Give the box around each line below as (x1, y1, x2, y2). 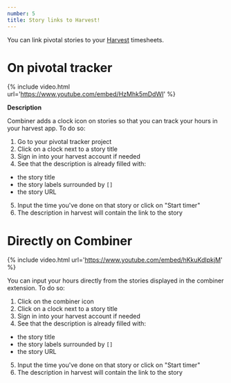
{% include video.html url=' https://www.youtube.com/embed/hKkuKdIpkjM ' (7, 256, 223, 264)
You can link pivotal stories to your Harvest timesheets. (7, 35, 165, 44)
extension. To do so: (7, 284, 66, 292)
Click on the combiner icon (17, 297, 95, 305)
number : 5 (7, 10, 36, 17)
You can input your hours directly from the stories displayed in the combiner (7, 276, 224, 285)
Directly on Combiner (7, 233, 133, 249)
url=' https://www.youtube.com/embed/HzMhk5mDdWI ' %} (7, 90, 176, 98)
